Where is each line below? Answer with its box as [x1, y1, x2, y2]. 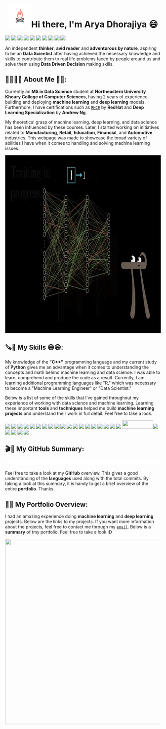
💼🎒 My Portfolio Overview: [5, 500, 88, 509]
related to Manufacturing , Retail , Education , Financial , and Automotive [5, 129, 153, 135]
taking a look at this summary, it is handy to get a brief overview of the [5, 481, 149, 486]
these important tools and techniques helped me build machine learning [5, 405, 155, 411]
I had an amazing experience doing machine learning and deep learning [5, 513, 154, 519]
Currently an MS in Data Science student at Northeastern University [5, 88, 146, 94]
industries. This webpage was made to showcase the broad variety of [5, 135, 147, 141]
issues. [5, 145, 20, 151]
